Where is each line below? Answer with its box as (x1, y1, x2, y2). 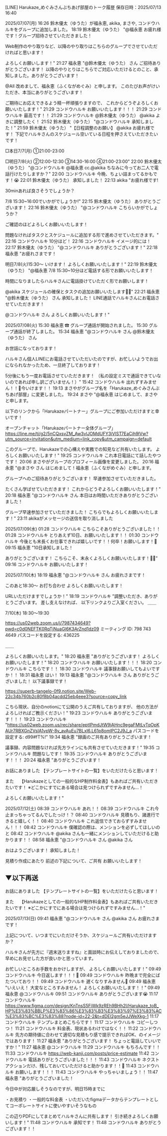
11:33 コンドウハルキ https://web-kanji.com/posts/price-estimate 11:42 (5, 1050, 150, 1056)
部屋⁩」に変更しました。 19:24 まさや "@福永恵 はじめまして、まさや (18, 392, 158, 397)
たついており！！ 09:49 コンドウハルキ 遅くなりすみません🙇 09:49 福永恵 (5, 978, 156, 984)
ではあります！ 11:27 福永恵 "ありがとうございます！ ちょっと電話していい (5, 1038, 157, 1044)
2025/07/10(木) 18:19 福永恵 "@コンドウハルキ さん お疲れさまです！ (5, 572, 146, 578)
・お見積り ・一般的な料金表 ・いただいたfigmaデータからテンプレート (5, 1096, 150, 1102)
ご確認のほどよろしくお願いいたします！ (5, 221, 88, 227)
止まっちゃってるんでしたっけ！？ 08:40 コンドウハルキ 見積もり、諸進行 (5, 812, 156, 818)
